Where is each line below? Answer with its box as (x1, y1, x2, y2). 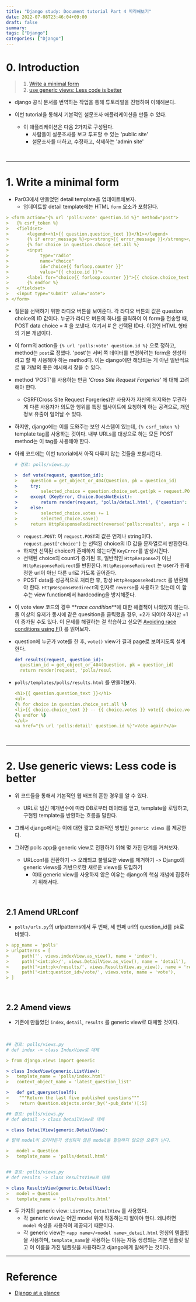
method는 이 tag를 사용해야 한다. (14, 437, 90, 444)
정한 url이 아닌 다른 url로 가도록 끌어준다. (23, 569, 117, 576)
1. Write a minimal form (6, 176, 120, 189)
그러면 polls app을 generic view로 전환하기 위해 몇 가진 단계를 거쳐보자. (14, 844, 180, 851)
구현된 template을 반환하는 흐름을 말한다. (23, 812, 118, 819)
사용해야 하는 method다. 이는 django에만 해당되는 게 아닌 (37, 356, 169, 363)
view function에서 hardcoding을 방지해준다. (34, 591, 136, 598)
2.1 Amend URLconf (6, 907, 79, 917)
